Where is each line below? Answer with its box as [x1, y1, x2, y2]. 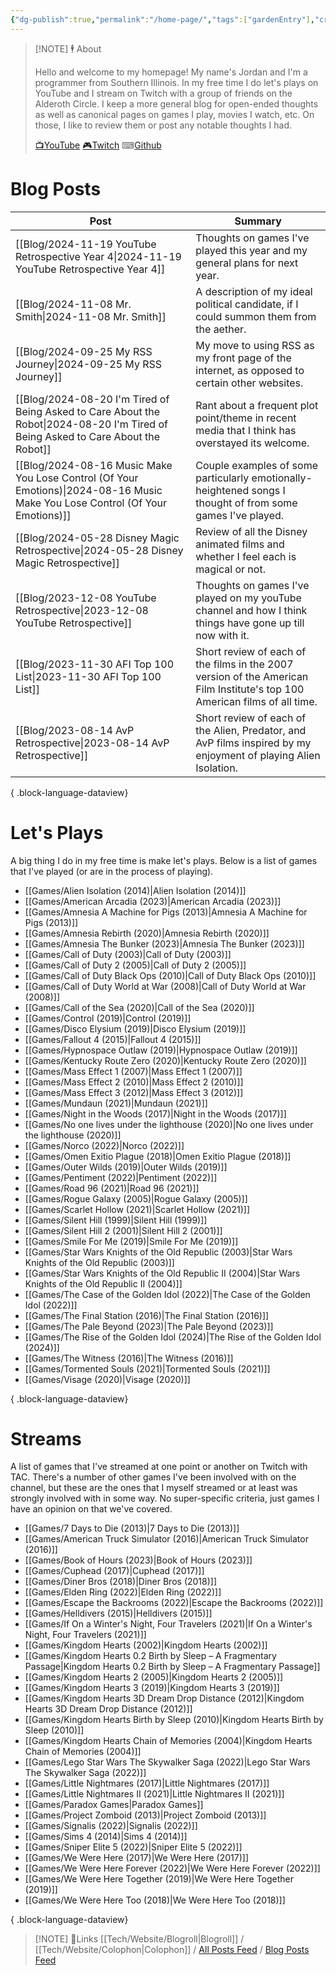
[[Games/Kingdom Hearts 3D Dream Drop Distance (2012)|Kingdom [24, 1692, 305, 1705]
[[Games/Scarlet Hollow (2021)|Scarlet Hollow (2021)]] [24, 1203, 250, 1215]
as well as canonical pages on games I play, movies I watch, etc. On [34, 108, 315, 120]
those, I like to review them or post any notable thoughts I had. [34, 119, 293, 131]
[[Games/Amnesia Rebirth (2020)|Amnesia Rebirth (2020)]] [24, 927, 270, 939]
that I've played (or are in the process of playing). [10, 865, 214, 877]
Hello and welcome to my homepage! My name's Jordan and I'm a [34, 66, 308, 78]
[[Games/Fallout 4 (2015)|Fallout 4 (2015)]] [24, 1033, 202, 1045]
